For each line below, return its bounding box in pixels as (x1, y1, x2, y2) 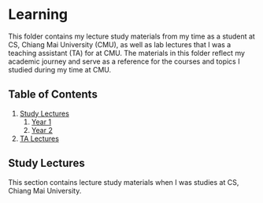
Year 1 (31, 116, 52, 127)
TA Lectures (19, 134, 59, 143)
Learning (8, 6, 69, 24)
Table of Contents (8, 88, 98, 101)
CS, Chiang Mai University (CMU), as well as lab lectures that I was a (8, 39, 232, 49)
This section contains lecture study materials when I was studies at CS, (8, 177, 239, 186)
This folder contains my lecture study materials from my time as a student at (8, 31, 256, 41)
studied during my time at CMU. (8, 65, 112, 74)
